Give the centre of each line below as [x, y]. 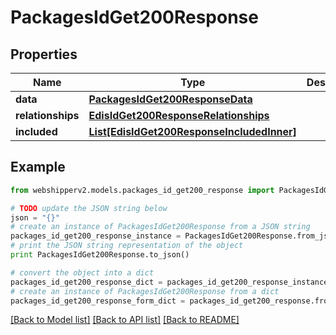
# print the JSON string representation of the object [127, 246]
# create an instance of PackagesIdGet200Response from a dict [145, 291]
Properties [44, 54]
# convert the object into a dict [82, 272]
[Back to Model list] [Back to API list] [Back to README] [125, 320]
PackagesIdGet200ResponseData [170, 99]
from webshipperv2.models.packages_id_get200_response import [142, 190]
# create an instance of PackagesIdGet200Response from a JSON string [160, 227]
